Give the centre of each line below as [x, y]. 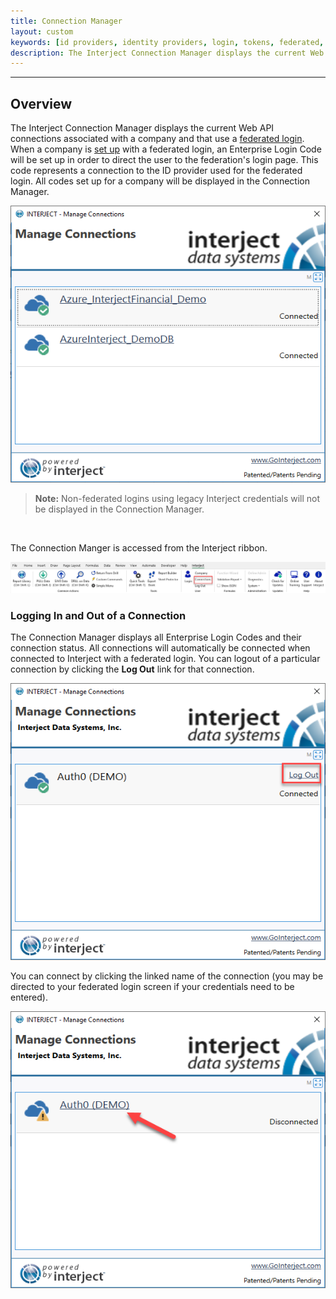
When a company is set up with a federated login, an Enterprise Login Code [166, 149]
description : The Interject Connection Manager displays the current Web [167, 53]
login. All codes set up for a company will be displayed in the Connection [160, 181]
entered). [29, 997]
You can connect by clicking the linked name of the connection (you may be [167, 976]
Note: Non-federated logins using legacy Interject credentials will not [177, 498]
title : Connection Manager [66, 21]
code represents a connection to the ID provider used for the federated [156, 171]
